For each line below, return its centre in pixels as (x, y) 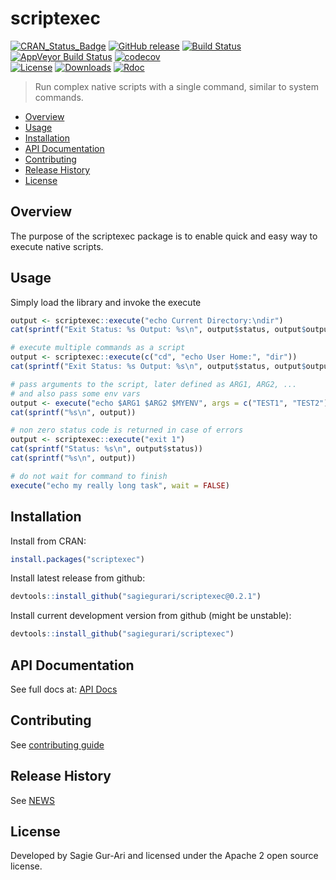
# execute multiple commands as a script (98, 348)
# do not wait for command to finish (89, 476)
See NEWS (32, 800)
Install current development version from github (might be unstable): (151, 616)
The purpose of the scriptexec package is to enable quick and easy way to (164, 236)
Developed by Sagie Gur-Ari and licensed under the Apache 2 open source (164, 856)
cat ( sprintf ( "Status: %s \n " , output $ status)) (106, 449)
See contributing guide (57, 744)
